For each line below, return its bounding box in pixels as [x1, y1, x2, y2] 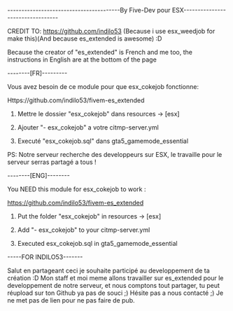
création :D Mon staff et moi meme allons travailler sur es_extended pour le [7, 274, 224, 282]
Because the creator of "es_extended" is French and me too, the [7, 48, 192, 56]
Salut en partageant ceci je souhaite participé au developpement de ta [7, 266, 210, 275]
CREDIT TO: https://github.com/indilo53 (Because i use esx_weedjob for [7, 27, 216, 35]
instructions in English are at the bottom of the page [7, 55, 157, 64]
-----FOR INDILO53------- [7, 253, 83, 261]
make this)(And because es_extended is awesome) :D [7, 34, 162, 43]
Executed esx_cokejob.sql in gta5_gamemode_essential [17, 240, 178, 247]
